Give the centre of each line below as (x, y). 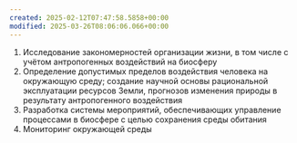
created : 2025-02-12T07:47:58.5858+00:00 (89, 18)
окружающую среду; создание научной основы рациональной (145, 81)
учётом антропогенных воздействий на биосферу (120, 62)
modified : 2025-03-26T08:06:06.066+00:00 (89, 26)
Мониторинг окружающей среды (87, 129)
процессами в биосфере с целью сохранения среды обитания (144, 119)
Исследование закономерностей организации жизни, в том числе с (155, 52)
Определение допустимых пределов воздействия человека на (145, 71)
